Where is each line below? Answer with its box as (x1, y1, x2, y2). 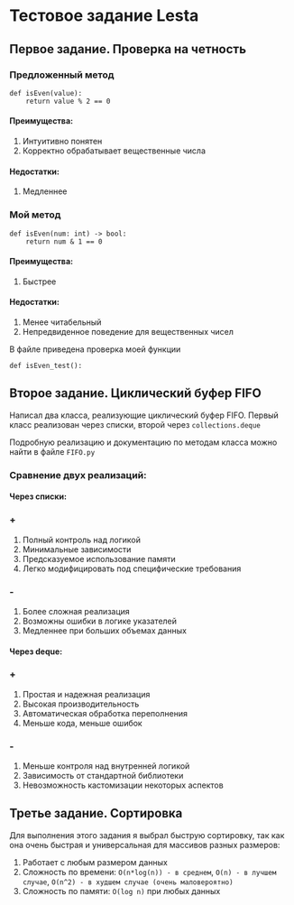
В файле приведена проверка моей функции (9, 344, 181, 355)
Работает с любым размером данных (22, 856, 169, 867)
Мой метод (9, 208, 61, 221)
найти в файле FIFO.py (9, 446, 96, 457)
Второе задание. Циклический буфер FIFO (9, 385, 262, 402)
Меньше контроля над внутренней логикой (22, 761, 190, 771)
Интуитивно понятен (22, 136, 103, 147)
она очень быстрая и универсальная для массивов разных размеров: (9, 839, 280, 850)
